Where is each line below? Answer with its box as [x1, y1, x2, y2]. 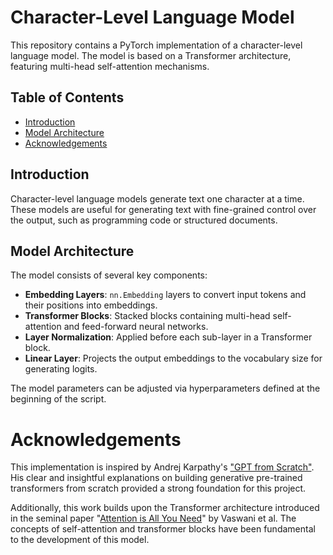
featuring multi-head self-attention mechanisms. [10, 60, 210, 72]
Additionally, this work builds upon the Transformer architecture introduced [10, 502, 320, 514]
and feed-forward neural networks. [63, 321, 209, 333]
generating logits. [24, 363, 98, 375]
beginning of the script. [10, 393, 107, 405]
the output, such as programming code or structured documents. [10, 214, 278, 226]
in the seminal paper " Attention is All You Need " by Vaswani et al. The [10, 512, 297, 525]
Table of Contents [10, 89, 125, 106]
